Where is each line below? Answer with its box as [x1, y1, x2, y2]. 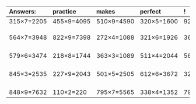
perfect [139, 8, 162, 15]
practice [52, 8, 76, 15]
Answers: [9, 8, 36, 15]
